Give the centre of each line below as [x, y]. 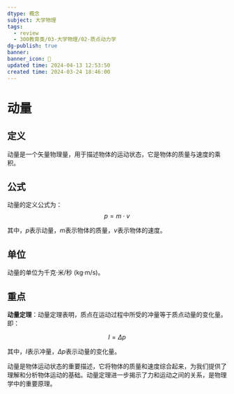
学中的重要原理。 [32, 384]
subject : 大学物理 [32, 20]
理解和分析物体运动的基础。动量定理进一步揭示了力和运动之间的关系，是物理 [117, 375]
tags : [15, 26]
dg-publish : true [32, 46]
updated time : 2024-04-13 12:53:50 [59, 65]
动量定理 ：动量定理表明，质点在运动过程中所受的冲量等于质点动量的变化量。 [117, 314]
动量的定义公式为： [35, 205]
